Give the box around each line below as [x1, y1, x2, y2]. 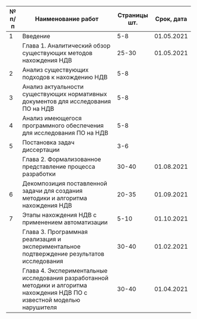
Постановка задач [22, 138, 75, 146]
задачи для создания [22, 187, 83, 195]
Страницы [117, 11, 148, 19]
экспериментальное [22, 243, 81, 250]
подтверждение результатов [22, 250, 104, 257]
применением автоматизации [22, 218, 108, 226]
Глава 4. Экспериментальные [22, 267, 108, 274]
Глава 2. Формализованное [22, 155, 101, 163]
